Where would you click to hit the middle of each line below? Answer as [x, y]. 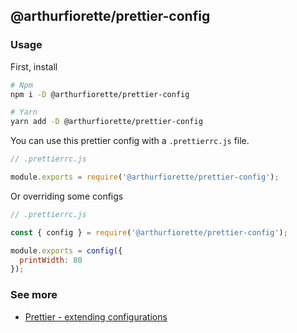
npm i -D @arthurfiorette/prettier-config [100, 94]
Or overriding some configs [67, 196]
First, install [34, 66]
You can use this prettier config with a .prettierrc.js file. [130, 141]
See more [34, 295]
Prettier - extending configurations [96, 316]
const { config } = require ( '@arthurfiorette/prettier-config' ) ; [149, 232]
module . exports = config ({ [66, 250]
